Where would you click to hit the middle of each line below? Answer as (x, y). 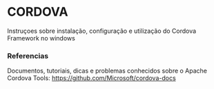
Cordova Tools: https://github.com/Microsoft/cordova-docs (91, 78)
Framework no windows (41, 38)
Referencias (28, 55)
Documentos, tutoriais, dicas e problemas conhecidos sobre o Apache (107, 71)
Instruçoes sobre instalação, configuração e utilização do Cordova (102, 31)
